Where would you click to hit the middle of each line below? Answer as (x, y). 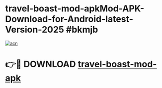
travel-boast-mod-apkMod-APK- (75, 9)
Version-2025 (35, 30)
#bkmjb (82, 30)
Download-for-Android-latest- (69, 19)
